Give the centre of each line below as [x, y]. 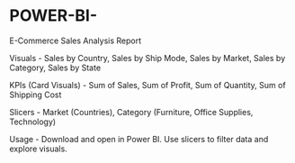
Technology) [33, 122]
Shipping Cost [36, 95]
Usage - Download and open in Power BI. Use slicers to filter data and [139, 139]
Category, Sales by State [55, 68]
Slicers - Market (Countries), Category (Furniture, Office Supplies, [131, 112]
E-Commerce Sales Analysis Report [76, 41]
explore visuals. [38, 149]
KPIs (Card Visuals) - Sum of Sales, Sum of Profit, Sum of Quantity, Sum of [147, 85]
